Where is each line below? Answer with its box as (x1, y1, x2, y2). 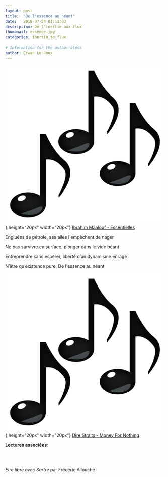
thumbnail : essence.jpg (5, 29, 55, 35)
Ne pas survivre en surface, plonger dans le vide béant (5, 244, 120, 250)
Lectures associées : (5, 442, 49, 448)
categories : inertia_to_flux (5, 35, 66, 40)
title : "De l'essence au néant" (5, 13, 75, 19)
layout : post (5, 8, 33, 13)
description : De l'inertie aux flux (5, 24, 82, 29)
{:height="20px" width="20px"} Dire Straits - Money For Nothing (5, 432, 139, 438)
